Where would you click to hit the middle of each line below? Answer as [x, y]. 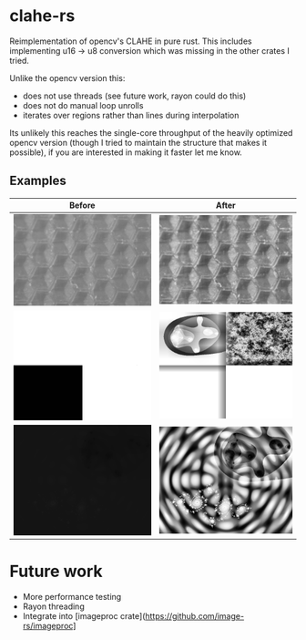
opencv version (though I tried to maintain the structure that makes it [138, 142]
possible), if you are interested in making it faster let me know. [126, 152]
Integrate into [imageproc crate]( [84, 616]
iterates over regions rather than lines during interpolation [131, 115]
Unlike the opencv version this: [67, 77]
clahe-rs [42, 16]
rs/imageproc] [49, 626]
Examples [38, 181]
